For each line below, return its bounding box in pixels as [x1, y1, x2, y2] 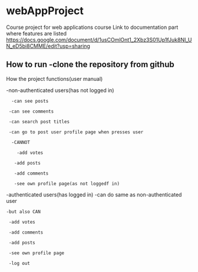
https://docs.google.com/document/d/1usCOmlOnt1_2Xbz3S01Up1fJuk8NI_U [6, 36, 192, 43]
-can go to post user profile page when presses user [8, 129, 144, 135]
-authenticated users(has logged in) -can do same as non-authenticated [6, 191, 182, 198]
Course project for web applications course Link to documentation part [6, 24, 179, 31]
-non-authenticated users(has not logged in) [6, 87, 114, 94]
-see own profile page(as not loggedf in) [14, 181, 120, 186]
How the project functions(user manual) [6, 75, 103, 82]
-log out [8, 260, 31, 266]
